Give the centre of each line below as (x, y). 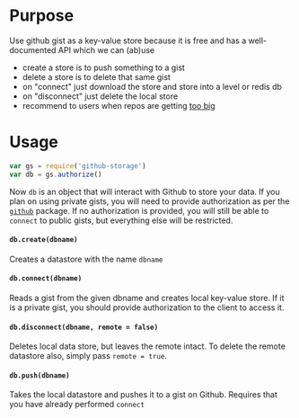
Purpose (42, 16)
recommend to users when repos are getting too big (119, 105)
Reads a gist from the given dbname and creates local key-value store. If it (147, 298)
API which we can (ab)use (106, 49)
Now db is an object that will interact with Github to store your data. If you (145, 191)
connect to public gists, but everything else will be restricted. (121, 220)
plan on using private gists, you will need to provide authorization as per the (149, 201)
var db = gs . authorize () (56, 174)
